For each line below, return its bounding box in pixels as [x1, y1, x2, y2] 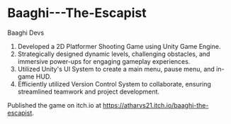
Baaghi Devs [7, 28, 45, 37]
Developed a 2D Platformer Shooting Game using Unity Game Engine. [17, 42, 221, 50]
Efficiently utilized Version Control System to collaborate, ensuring [17, 79, 211, 88]
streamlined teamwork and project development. [17, 87, 160, 96]
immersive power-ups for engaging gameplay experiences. [17, 57, 191, 65]
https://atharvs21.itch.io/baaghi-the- [102, 101, 209, 109]
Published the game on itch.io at [7, 101, 101, 109]
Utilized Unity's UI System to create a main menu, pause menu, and [17, 64, 215, 73]
